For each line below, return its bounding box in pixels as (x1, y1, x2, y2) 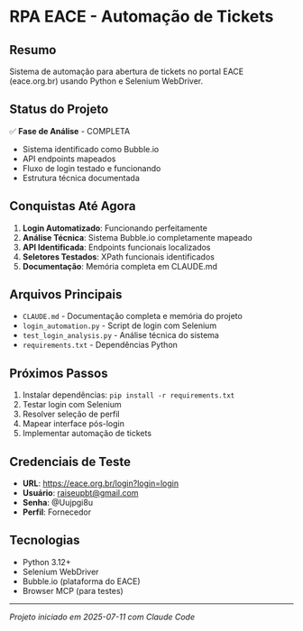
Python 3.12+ (22, 556, 71, 567)
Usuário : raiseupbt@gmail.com (22, 488, 139, 498)
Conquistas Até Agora (9, 198, 136, 214)
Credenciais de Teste (9, 453, 131, 470)
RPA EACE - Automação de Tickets (9, 6, 274, 27)
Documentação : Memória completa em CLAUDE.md (22, 261, 218, 271)
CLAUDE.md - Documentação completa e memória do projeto (22, 311, 243, 322)
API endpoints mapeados (22, 153, 116, 164)
